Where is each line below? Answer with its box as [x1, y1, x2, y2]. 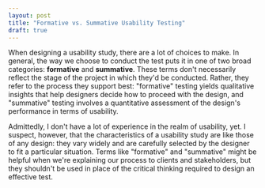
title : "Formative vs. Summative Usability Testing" [8, 19, 186, 27]
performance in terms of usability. [8, 107, 119, 116]
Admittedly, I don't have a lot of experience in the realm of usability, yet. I [8, 122, 247, 131]
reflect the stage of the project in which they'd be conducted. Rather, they [8, 73, 249, 83]
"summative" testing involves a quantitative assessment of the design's [8, 98, 241, 107]
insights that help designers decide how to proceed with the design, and [8, 90, 244, 100]
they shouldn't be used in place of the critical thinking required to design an [8, 164, 255, 174]
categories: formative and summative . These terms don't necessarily [8, 65, 237, 74]
